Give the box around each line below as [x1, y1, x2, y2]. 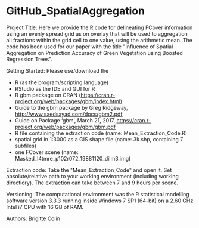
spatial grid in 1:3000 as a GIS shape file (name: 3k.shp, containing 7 [14, 135, 184, 143]
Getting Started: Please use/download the [6, 67, 109, 74]
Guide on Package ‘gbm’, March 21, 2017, [14, 116, 115, 124]
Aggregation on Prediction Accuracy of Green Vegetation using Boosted [6, 49, 183, 56]
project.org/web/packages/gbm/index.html [14, 97, 121, 105]
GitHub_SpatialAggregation [6, 4, 145, 18]
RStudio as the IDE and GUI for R [14, 85, 95, 92]
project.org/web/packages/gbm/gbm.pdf [14, 123, 116, 130]
